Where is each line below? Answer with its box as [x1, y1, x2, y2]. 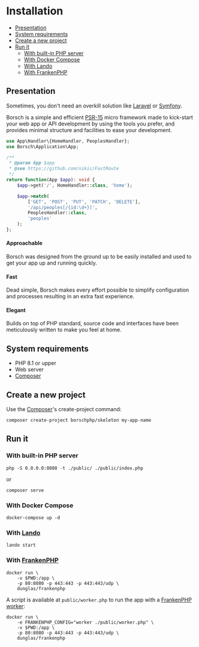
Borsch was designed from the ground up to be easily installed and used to [6, 253, 192, 260]
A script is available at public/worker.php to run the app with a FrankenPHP [6, 596, 192, 603]
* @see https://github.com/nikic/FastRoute [8, 166, 119, 172]
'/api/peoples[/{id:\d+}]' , [28, 204, 98, 211]
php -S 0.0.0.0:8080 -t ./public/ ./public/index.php [6, 465, 144, 471]
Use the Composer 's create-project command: [6, 406, 122, 413]
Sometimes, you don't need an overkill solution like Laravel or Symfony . [6, 102, 183, 109]
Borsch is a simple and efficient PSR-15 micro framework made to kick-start [6, 113, 194, 121]
